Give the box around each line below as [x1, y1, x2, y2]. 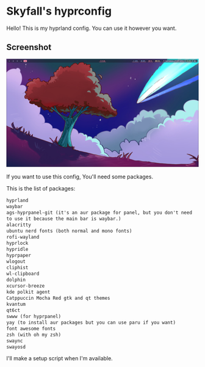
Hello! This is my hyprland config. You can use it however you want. [6, 24, 177, 32]
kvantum [6, 301, 26, 308]
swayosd [6, 344, 26, 351]
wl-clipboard [6, 271, 40, 277]
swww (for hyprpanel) [6, 313, 62, 320]
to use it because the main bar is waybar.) [6, 216, 121, 222]
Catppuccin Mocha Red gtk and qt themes [6, 295, 111, 302]
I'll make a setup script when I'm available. [6, 355, 113, 362]
